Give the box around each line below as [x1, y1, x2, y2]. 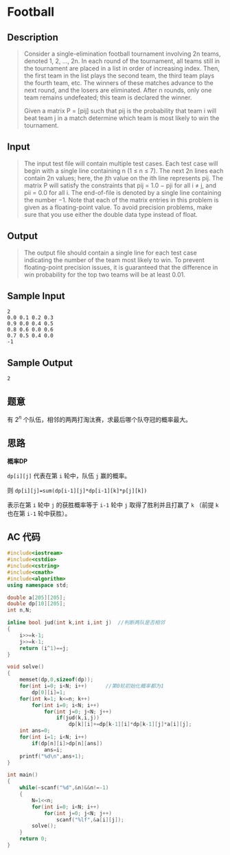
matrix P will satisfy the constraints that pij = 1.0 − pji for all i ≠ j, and [23, 181, 216, 189]
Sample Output [7, 357, 73, 368]
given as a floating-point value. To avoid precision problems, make [23, 203, 213, 211]
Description [7, 32, 58, 43]
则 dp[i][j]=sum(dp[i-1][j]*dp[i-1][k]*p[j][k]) [7, 486, 148, 494]
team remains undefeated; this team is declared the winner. [23, 93, 192, 102]
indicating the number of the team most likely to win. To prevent [23, 255, 205, 264]
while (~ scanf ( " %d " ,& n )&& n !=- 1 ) [19, 784, 109, 791]
